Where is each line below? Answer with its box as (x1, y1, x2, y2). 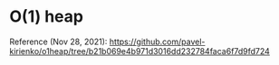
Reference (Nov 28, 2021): (9, 36, 108, 47)
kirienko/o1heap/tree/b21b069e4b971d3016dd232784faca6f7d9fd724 (9, 45, 270, 56)
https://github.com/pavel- (109, 36, 206, 47)
